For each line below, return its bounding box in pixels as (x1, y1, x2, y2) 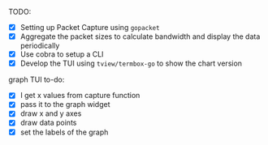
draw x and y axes (19, 109, 82, 118)
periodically (19, 41, 60, 51)
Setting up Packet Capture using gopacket (19, 23, 160, 32)
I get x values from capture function (19, 91, 140, 100)
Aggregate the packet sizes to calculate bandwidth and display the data (19, 32, 261, 41)
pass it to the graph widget (19, 100, 110, 109)
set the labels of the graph (19, 127, 109, 137)
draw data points (19, 117, 77, 128)
